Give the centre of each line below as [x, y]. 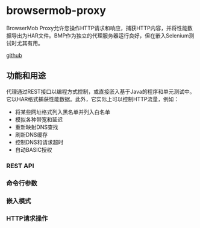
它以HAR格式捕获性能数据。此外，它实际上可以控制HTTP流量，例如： [93, 99]
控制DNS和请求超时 [39, 142]
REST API [20, 166]
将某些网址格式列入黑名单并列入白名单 [62, 112]
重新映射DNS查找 [36, 127]
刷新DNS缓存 [31, 134]
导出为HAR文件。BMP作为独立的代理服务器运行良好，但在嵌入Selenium [100, 35]
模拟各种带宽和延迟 [39, 119]
